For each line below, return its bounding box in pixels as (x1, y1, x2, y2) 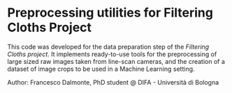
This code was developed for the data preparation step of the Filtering (7, 42, 210, 51)
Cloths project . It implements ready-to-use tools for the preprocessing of (7, 50, 217, 58)
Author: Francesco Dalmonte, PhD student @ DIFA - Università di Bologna (7, 78, 219, 86)
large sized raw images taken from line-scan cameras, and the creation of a (7, 57, 226, 65)
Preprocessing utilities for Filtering (7, 5, 213, 21)
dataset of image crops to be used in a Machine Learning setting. (7, 65, 195, 73)
